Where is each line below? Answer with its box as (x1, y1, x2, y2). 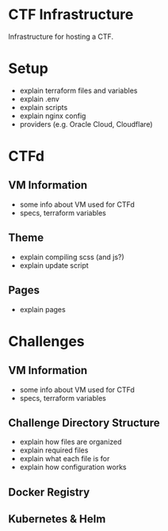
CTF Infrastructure (8, 6, 134, 24)
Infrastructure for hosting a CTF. (8, 32, 113, 41)
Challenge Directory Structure (8, 416, 160, 430)
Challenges (8, 332, 85, 350)
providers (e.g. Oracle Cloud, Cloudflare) (19, 119, 153, 128)
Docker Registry (8, 485, 90, 499)
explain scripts (19, 102, 68, 112)
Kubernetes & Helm (8, 513, 106, 526)
